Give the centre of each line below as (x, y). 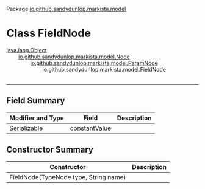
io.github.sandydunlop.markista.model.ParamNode (94, 63)
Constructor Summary (50, 150)
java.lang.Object (27, 50)
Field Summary (36, 101)
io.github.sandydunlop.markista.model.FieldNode (104, 69)
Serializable (26, 128)
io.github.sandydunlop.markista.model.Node (74, 57)
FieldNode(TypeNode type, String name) (68, 177)
